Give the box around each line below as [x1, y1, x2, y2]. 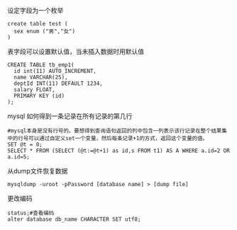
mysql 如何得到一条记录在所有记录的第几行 [7, 112, 133, 120]
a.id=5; [7, 154, 31, 161]
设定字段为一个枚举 [7, 6, 64, 14]
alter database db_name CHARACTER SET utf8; [7, 216, 141, 223]
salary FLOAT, [13, 86, 55, 93]
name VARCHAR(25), [13, 74, 69, 81]
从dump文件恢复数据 [7, 167, 68, 175]
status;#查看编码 [7, 209, 55, 217]
